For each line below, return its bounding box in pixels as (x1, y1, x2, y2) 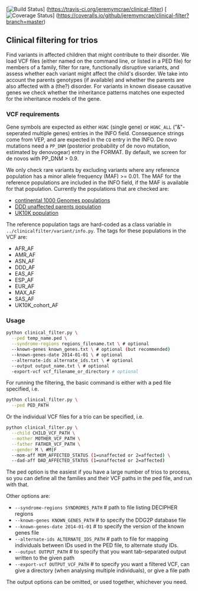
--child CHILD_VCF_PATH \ (11, 430, 76, 436)
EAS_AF (14, 270, 34, 277)
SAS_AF (14, 295, 34, 302)
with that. (6, 481, 29, 488)
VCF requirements (6, 110, 60, 118)
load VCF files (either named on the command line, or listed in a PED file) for (6, 57, 191, 65)
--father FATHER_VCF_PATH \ (11, 441, 81, 447)
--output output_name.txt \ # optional (11, 363, 110, 369)
